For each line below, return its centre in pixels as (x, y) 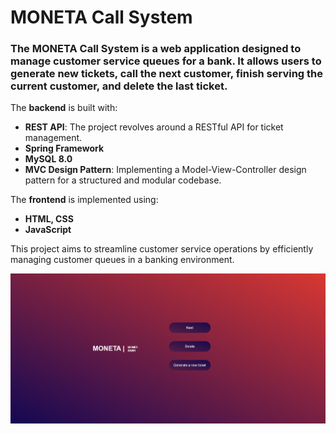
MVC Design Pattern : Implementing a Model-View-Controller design (165, 170)
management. (53, 138)
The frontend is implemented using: (84, 200)
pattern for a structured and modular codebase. (123, 180)
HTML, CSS (49, 219)
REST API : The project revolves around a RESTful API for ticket (154, 127)
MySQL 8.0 (48, 159)
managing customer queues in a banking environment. (122, 260)
